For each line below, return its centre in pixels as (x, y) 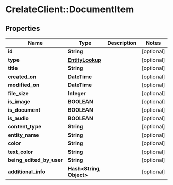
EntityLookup (84, 60)
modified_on (24, 85)
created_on (22, 77)
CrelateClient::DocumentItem (70, 10)
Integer (77, 93)
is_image (19, 101)
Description (122, 43)
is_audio (19, 118)
